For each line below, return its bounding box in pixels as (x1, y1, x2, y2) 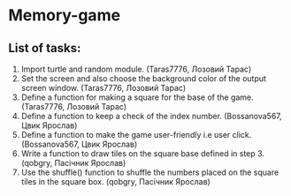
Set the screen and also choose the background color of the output (20, 73, 267, 84)
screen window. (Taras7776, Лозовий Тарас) (20, 83, 187, 93)
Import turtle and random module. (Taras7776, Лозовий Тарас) (20, 64, 252, 74)
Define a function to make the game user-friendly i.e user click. (20, 130, 252, 139)
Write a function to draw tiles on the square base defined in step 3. (20, 148, 264, 159)
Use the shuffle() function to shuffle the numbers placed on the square (20, 167, 280, 177)
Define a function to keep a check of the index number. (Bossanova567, (20, 111, 282, 121)
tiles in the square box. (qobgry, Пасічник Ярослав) (20, 177, 211, 186)
